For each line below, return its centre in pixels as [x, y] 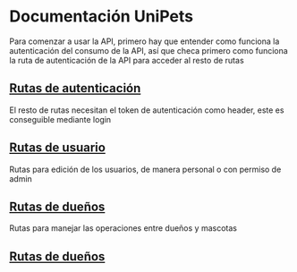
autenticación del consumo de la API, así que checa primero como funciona [148, 50]
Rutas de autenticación [75, 88]
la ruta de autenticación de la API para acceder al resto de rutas [127, 60]
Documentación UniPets [102, 17]
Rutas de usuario [57, 148]
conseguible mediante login [60, 119]
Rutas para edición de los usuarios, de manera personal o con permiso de [145, 169]
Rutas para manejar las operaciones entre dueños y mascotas [123, 228]
